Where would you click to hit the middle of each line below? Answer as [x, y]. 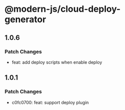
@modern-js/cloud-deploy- [63, 9]
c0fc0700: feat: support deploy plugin [50, 102]
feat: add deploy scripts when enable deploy [57, 62]
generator [25, 19]
